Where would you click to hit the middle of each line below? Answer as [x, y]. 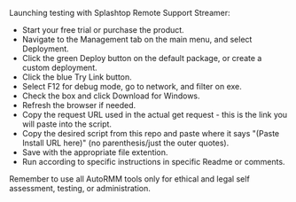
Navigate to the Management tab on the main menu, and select [137, 39]
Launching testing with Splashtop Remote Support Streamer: [120, 13]
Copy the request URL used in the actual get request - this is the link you [155, 115]
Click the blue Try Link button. [77, 77]
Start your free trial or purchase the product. [103, 30]
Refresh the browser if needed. [79, 105]
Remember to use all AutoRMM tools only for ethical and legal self [129, 179]
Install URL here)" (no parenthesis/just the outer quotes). [125, 143]
